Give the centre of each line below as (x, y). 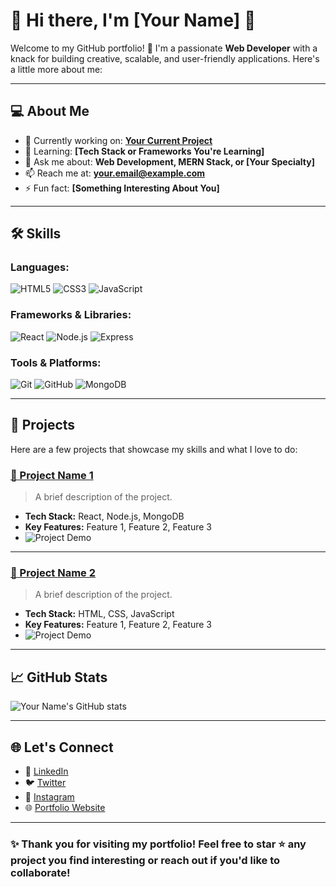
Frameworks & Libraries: (71, 315)
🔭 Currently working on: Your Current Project (118, 140)
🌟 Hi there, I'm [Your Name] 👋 (133, 20)
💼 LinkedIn (46, 771)
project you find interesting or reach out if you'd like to (145, 860)
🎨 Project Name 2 (53, 573)
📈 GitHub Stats (59, 677)
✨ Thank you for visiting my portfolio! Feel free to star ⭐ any (158, 844)
